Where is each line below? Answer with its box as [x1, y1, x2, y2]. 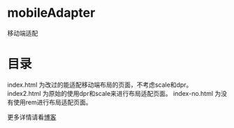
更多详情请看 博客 [7, 113, 57, 121]
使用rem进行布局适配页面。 [13, 98, 92, 106]
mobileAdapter [7, 5, 96, 21]
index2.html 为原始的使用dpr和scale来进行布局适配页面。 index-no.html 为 [7, 89, 221, 97]
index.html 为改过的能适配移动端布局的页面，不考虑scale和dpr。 [7, 80, 193, 89]
